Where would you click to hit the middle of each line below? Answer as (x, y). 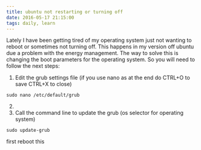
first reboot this (25, 142)
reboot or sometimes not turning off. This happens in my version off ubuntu (100, 47)
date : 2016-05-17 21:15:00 (40, 18)
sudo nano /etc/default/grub (43, 95)
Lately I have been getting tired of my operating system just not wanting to (99, 41)
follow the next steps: (33, 66)
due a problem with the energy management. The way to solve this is (92, 53)
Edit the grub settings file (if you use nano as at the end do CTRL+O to (103, 78)
